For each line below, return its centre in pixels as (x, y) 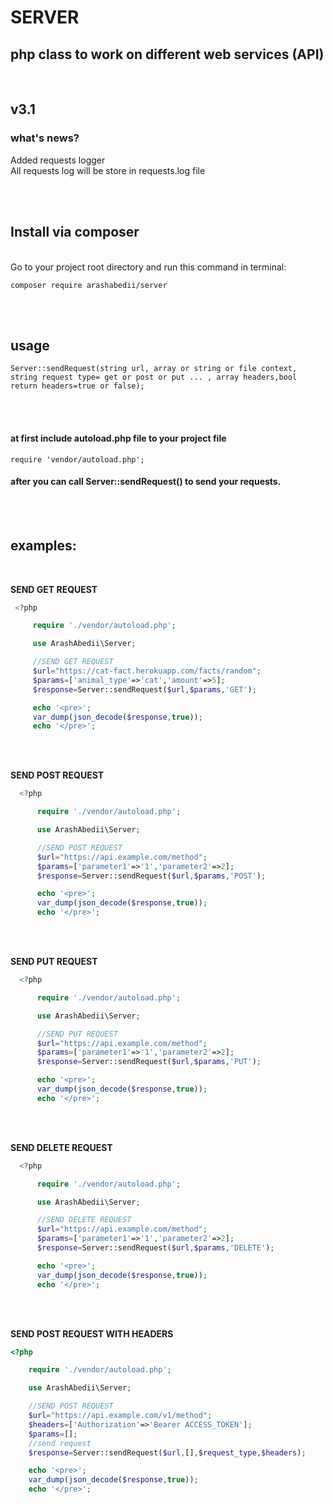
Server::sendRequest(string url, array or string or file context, (154, 369)
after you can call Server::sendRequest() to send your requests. (146, 482)
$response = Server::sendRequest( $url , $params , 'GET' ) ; (144, 689)
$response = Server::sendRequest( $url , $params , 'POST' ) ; (151, 876)
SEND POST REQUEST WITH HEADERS (92, 1333)
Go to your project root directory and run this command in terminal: (148, 267)
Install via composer (75, 232)
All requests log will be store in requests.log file (108, 170)
